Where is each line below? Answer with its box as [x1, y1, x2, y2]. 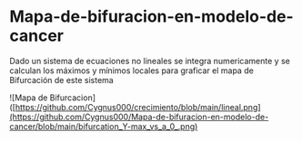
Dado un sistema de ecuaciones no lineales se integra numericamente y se [9, 55, 291, 66]
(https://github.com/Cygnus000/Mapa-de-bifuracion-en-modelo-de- [9, 111, 269, 122]
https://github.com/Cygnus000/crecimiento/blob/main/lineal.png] [15, 101, 261, 112]
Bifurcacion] [49, 92, 96, 103]
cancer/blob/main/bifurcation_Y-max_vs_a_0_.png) [9, 120, 198, 132]
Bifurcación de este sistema [9, 74, 114, 85]
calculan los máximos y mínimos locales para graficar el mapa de [9, 65, 255, 76]
